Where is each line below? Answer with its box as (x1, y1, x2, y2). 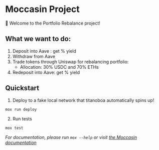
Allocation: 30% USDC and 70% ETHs (20, 64, 99, 70)
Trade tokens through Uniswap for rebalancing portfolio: (12, 59, 129, 65)
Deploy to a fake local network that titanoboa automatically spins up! (12, 97, 154, 103)
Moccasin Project (5, 4, 80, 15)
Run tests (12, 116, 33, 122)
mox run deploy (5, 107, 37, 112)
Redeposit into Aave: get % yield (12, 69, 80, 75)
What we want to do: (5, 35, 71, 43)
